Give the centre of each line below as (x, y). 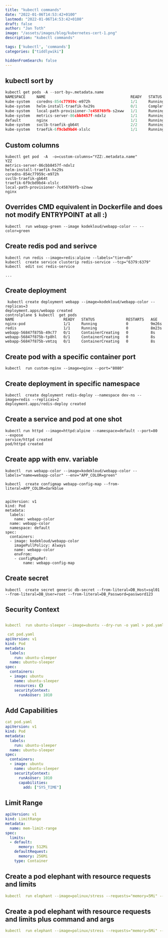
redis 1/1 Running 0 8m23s (84, 329)
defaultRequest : (31, 852)
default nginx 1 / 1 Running (85, 120)
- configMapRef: (31, 558)
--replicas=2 (45, 400)
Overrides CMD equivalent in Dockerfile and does (84, 207)
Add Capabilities (31, 710)
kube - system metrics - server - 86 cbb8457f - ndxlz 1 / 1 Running (85, 116)
